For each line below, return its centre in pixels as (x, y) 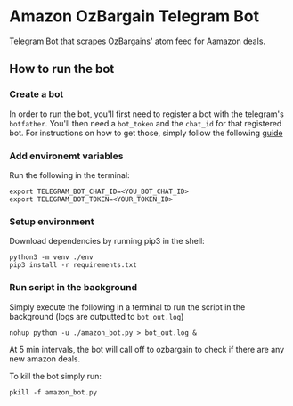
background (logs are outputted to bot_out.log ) (97, 316)
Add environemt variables (66, 156)
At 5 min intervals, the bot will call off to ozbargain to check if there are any (147, 349)
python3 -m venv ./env (51, 257)
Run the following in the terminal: (70, 175)
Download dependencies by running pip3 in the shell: (107, 241)
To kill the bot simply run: (56, 376)
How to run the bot (62, 69)
